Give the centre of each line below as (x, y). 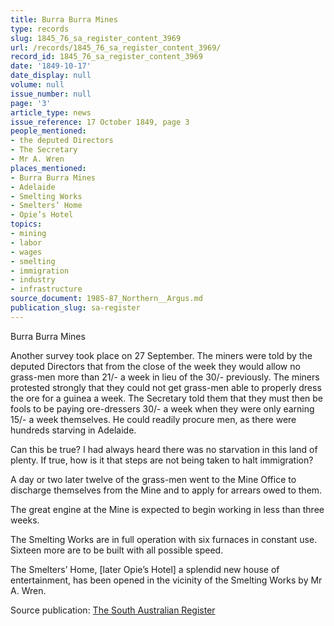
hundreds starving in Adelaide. (73, 430)
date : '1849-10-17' (51, 66)
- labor (26, 242)
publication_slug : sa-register (75, 308)
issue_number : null (51, 94)
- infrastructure (46, 289)
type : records (40, 29)
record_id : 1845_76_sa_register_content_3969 (106, 57)
